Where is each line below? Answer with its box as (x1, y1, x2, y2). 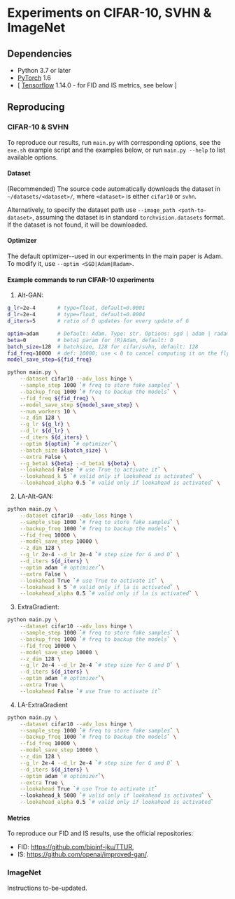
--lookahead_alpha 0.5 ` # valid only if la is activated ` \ (20, 590, 199, 597)
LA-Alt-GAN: (17, 492, 54, 501)
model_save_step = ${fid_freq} (7, 356, 92, 363)
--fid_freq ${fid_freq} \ (20, 395, 96, 402)
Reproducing (7, 101, 65, 113)
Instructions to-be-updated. (7, 884, 87, 892)
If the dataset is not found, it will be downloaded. (7, 220, 148, 229)
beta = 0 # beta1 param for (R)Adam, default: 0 (7, 337, 173, 344)
